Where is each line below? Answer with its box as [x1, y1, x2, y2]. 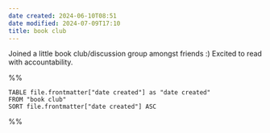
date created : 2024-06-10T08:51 [8, 11, 117, 20]
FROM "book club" [8, 96, 67, 104]
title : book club [8, 27, 67, 35]
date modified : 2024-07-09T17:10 [8, 19, 121, 27]
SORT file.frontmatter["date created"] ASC [8, 102, 157, 111]
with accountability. [8, 57, 73, 67]
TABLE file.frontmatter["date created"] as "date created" [8, 89, 211, 97]
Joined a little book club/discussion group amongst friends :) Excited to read [8, 49, 262, 59]
